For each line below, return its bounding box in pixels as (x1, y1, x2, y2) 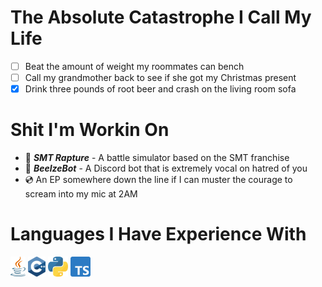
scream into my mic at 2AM (24, 188, 138, 200)
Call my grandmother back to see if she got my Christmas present (24, 72, 297, 83)
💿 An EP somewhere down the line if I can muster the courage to (24, 174, 293, 186)
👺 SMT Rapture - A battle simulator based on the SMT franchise (24, 152, 290, 164)
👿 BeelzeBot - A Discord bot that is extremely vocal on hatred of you (24, 162, 308, 175)
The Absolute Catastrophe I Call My (10, 6, 312, 29)
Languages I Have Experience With (10, 223, 307, 246)
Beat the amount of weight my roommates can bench (24, 60, 245, 72)
